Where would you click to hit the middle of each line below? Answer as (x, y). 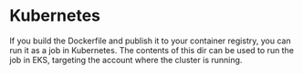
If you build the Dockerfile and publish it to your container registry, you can (150, 41)
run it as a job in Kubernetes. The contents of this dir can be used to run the (152, 50)
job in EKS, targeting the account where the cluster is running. (126, 60)
